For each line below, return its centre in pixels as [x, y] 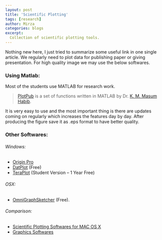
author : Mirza [20, 24]
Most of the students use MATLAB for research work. [60, 86]
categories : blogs [24, 28]
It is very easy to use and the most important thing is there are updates [78, 111]
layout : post [19, 10]
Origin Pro [23, 162]
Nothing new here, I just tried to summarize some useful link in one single [81, 52]
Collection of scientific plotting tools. [55, 38]
